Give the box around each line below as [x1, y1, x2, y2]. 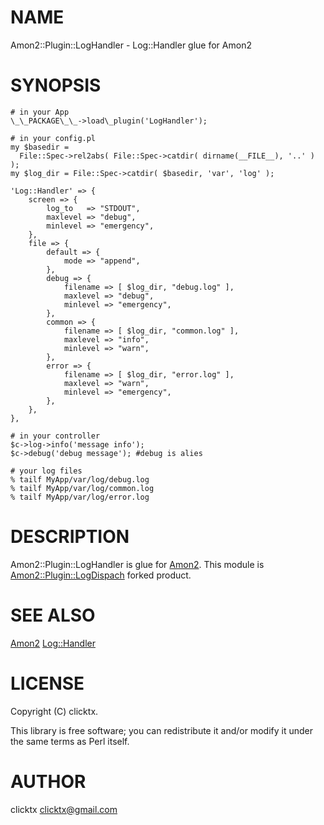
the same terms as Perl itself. [10, 735, 130, 747]
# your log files [10, 466, 83, 476]
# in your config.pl [10, 133, 97, 143]
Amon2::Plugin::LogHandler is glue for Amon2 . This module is [10, 558, 265, 570]
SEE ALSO [10, 604, 96, 626]
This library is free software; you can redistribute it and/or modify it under [10, 724, 314, 736]
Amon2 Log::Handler [10, 637, 96, 649]
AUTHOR [10, 770, 87, 793]
